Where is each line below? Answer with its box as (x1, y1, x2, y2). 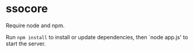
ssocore (6, 2, 48, 16)
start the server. (6, 40, 47, 47)
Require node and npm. (6, 22, 65, 29)
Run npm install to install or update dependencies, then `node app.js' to (6, 33, 188, 41)
